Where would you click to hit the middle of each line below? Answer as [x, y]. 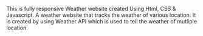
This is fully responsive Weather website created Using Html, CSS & [91, 9]
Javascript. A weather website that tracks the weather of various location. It [101, 15]
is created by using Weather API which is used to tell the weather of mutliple [102, 21]
